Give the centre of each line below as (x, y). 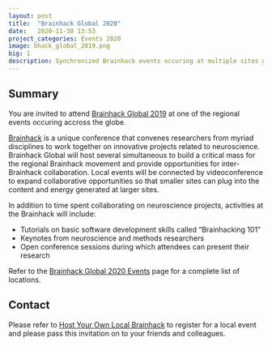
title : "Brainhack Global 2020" (65, 23)
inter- (231, 164)
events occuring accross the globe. (68, 122)
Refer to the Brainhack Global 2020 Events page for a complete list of (124, 271)
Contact (29, 305)
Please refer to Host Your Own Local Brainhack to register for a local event (132, 324)
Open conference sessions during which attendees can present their (134, 246)
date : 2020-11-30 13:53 (52, 31)
